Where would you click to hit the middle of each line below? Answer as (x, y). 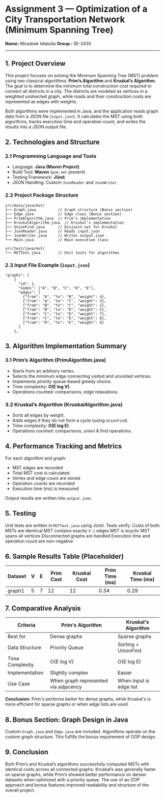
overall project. (20, 790)
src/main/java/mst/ (25, 205)
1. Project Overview (35, 64)
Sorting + (128, 645)
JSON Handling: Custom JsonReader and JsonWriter (64, 182)
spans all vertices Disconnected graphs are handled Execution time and (78, 536)
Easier (125, 673)
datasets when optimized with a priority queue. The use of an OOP (72, 779)
